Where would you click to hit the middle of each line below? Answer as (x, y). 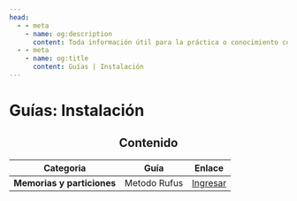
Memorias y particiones (65, 182)
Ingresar (209, 182)
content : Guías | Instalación (88, 67)
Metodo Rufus (154, 182)
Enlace (209, 167)
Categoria (65, 167)
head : (19, 17)
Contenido (148, 143)
